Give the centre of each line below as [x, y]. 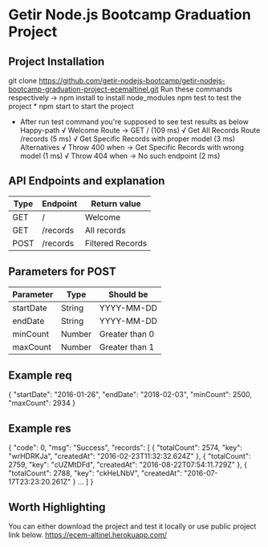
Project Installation [57, 61]
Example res [40, 428]
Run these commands [196, 89]
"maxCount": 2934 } [42, 403]
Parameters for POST [62, 271]
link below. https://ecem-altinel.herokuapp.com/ [87, 535]
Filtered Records [116, 243]
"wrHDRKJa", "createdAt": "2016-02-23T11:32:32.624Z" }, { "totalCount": [130, 456]
